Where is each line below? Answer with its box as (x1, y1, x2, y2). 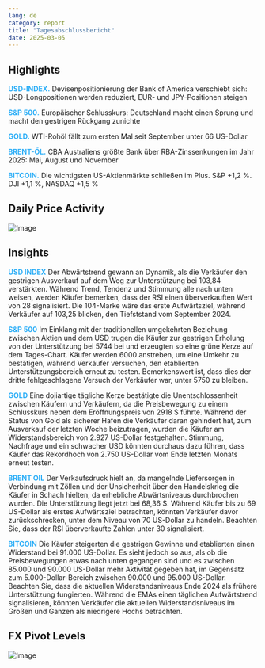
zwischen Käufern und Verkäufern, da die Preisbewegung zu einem (8, 399, 229, 408)
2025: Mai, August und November (8, 155, 119, 165)
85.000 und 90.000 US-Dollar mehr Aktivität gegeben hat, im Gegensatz (8, 564, 244, 574)
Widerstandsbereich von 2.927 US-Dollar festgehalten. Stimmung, (8, 433, 224, 442)
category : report (8, 19, 66, 27)
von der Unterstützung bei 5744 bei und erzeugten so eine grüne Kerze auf (8, 342, 254, 351)
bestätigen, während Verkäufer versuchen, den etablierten (8, 358, 199, 368)
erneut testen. (8, 457, 54, 468)
